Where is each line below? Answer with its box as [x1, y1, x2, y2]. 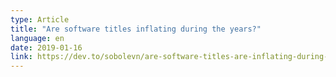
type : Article [10, 14, 70, 25]
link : [10, 52, 33, 62]
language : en [10, 33, 65, 43]
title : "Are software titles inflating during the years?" [10, 24, 262, 34]
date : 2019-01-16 [10, 42, 83, 53]
